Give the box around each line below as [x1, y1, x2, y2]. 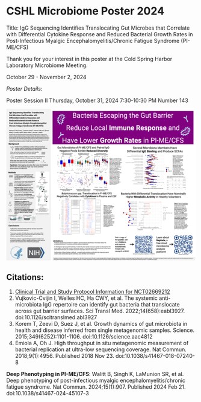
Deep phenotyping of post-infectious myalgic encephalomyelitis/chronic [6, 377, 185, 384]
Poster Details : [6, 85, 43, 92]
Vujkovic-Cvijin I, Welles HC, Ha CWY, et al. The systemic [14, 294, 158, 302]
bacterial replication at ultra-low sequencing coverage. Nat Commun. [14, 346, 187, 353]
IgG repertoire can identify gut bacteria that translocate [43, 301, 180, 308]
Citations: [6, 272, 44, 282]
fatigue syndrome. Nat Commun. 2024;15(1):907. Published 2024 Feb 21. [6, 383, 186, 391]
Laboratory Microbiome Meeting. [6, 62, 88, 69]
